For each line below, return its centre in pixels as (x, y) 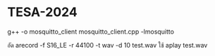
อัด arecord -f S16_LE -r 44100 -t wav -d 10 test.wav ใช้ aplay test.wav (107, 45)
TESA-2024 (42, 12)
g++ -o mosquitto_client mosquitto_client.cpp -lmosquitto (91, 31)
